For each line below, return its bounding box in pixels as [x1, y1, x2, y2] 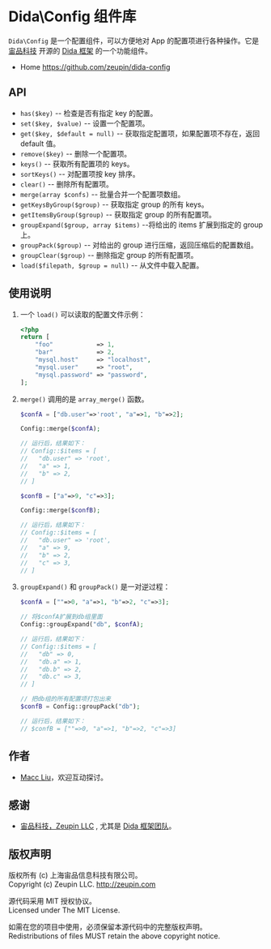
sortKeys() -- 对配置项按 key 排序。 [19, 169, 140, 178]
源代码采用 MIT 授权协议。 [8, 896, 97, 906]
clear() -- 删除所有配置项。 [19, 179, 113, 189]
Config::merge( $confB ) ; [19, 506, 101, 515]
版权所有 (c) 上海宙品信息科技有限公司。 [8, 870, 143, 880]
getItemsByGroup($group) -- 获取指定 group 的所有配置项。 [19, 209, 216, 219]
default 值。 [19, 139, 61, 148]
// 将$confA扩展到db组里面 [19, 613, 103, 621]
